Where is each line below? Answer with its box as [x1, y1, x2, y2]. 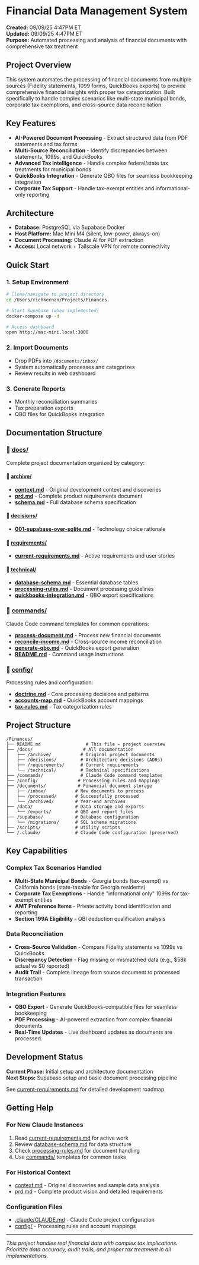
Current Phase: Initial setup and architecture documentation [6, 1068, 153, 1075]
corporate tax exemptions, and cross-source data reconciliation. [6, 101, 163, 108]
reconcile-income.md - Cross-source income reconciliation [14, 638, 162, 645]
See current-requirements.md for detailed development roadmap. [6, 1085, 166, 1093]
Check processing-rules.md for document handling [14, 1147, 140, 1154]
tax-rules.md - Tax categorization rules [14, 703, 112, 710]
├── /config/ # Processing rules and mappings [6, 778, 161, 783]
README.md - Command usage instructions [14, 650, 124, 657]
